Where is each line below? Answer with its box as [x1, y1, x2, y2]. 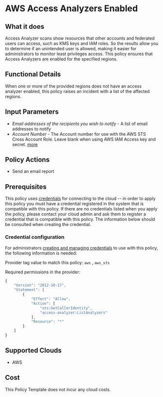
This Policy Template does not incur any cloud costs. [5, 386, 111, 392]
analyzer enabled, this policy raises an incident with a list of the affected [5, 88, 150, 94]
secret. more [12, 141, 38, 147]
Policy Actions [5, 156, 50, 164]
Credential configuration [5, 234, 65, 241]
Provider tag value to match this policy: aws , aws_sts [5, 259, 110, 265]
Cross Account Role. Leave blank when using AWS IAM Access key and [12, 136, 156, 142]
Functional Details [5, 70, 61, 79]
